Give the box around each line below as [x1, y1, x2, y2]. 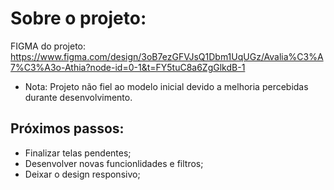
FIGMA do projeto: [10, 40, 87, 52]
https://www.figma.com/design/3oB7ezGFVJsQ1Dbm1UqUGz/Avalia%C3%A [10, 50, 324, 62]
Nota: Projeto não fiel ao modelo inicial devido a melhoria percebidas [24, 80, 309, 92]
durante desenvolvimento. [24, 91, 133, 103]
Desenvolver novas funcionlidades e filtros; [24, 157, 204, 169]
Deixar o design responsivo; [24, 168, 141, 180]
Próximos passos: [10, 120, 125, 137]
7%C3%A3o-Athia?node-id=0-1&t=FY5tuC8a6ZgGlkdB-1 [10, 61, 246, 73]
